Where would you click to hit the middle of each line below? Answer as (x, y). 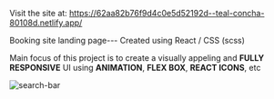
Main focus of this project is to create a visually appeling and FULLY (137, 58)
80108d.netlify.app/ (46, 23)
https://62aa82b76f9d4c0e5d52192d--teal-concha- (167, 13)
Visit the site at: (39, 13)
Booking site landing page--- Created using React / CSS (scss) (127, 40)
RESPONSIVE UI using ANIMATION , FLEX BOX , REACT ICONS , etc (135, 68)
